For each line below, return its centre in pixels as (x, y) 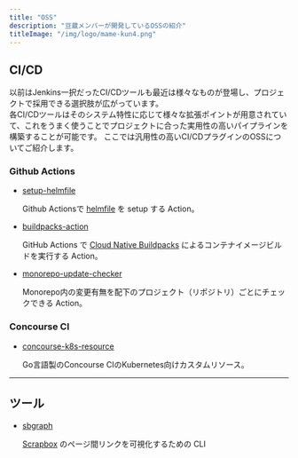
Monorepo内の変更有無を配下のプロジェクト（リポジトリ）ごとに (142, 292)
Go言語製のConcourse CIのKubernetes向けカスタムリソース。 (136, 364)
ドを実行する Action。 (63, 256)
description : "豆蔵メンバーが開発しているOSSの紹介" (98, 26)
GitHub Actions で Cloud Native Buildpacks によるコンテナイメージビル (152, 245)
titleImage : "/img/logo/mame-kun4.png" (83, 34)
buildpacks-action (55, 226)
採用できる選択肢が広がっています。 (98, 104)
